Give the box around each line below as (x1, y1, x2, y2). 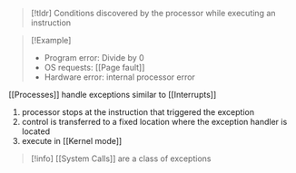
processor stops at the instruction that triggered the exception (21, 107, 255, 117)
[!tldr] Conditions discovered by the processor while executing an (30, 8, 276, 18)
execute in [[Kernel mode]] (21, 136, 123, 146)
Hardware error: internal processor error (44, 72, 196, 82)
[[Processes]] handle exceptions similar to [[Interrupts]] (8, 90, 217, 100)
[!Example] (30, 35, 72, 45)
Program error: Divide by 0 (44, 53, 144, 62)
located (21, 126, 51, 137)
